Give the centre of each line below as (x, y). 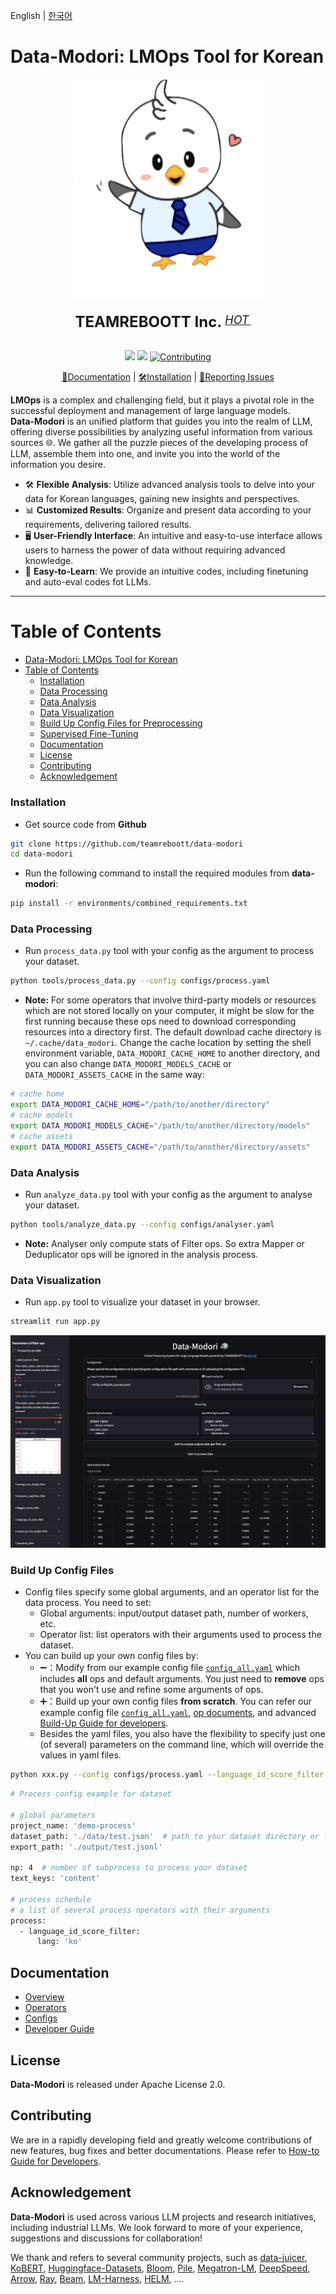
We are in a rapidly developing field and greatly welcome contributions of (161, 2140)
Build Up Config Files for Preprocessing (121, 723)
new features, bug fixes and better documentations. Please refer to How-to (165, 2150)
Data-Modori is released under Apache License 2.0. (118, 2084)
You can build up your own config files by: (111, 1656)
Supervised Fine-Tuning (89, 734)
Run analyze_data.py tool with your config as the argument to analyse (168, 1194)
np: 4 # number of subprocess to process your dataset (129, 1868)
